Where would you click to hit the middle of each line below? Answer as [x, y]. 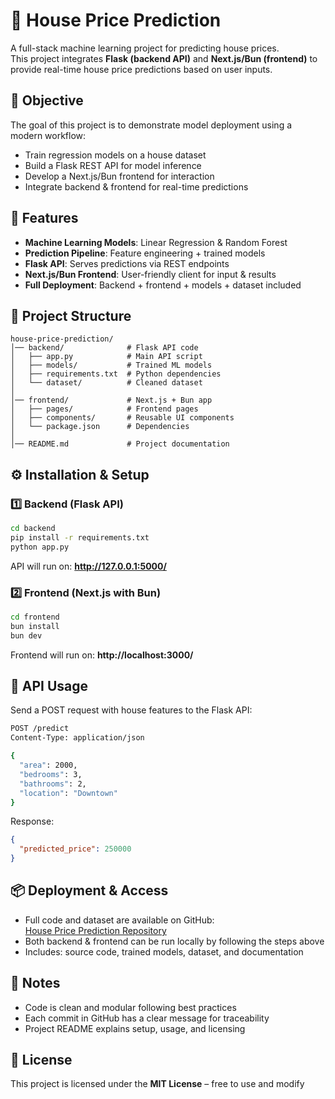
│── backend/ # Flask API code [104, 348]
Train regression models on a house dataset [115, 155]
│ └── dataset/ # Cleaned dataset [106, 383]
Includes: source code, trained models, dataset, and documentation [164, 951]
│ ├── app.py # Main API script [106, 357]
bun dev [26, 635]
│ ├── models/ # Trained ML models [111, 365]
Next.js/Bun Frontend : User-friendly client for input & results [150, 274]
